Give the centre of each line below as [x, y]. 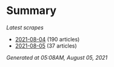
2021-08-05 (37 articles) [46, 46]
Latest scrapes [25, 27]
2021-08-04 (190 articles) [47, 39]
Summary [31, 11]
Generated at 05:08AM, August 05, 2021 [57, 57]
